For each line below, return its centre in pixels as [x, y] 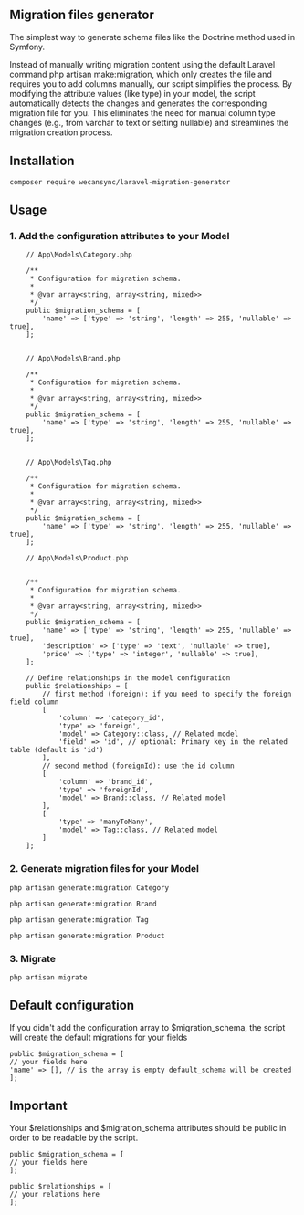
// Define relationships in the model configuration [128, 678]
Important [38, 1106]
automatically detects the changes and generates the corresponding [138, 103]
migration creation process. [61, 132]
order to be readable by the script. [74, 1137]
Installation [42, 161]
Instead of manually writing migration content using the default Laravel [142, 64]
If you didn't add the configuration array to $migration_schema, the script [147, 1027]
